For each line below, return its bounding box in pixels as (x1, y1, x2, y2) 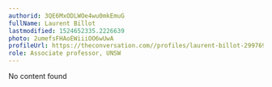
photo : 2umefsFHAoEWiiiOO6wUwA (8, 34, 114, 43)
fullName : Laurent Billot (8, 19, 96, 27)
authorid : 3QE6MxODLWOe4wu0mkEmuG (8, 11, 125, 20)
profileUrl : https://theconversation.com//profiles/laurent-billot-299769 (8, 42, 266, 50)
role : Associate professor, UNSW (8, 49, 121, 57)
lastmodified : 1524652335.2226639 (8, 27, 125, 35)
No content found (8, 72, 67, 81)
